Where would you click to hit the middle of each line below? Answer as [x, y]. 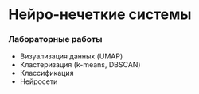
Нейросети [39, 81]
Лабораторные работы [55, 39]
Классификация [47, 73]
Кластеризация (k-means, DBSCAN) [80, 65]
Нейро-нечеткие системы [100, 15]
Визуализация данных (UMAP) [71, 56]
